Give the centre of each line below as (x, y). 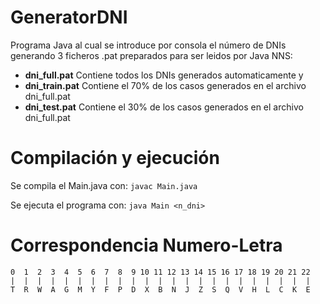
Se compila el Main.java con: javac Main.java (104, 185)
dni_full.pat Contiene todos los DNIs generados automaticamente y (164, 75)
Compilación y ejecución (115, 158)
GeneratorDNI (69, 17)
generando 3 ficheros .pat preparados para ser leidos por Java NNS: (151, 55)
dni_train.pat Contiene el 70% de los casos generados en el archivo (165, 85)
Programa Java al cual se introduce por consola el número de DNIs (148, 45)
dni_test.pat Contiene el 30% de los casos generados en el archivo (164, 107)
